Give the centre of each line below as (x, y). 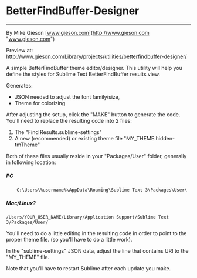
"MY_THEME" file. (28, 257)
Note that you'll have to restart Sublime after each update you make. (89, 268)
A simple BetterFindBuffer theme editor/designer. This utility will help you (94, 68)
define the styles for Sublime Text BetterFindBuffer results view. (83, 74)
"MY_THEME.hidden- (149, 138)
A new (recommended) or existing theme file (69, 138)
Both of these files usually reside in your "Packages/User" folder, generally (96, 156)
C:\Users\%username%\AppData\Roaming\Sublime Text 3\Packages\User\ (102, 190)
